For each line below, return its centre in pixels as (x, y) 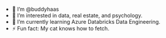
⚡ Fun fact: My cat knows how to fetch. (61, 28)
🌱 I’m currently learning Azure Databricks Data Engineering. (86, 22)
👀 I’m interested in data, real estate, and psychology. (77, 15)
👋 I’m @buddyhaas (35, 9)
